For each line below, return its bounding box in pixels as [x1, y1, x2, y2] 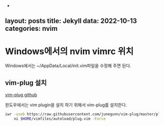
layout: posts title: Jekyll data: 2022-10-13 [5, 17, 137, 25]
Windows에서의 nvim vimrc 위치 [5, 46, 134, 57]
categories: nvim [5, 25, 58, 33]
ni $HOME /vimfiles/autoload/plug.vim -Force [14, 116, 106, 122]
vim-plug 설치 [5, 78, 47, 87]
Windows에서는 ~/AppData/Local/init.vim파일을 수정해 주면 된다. [5, 63, 131, 69]
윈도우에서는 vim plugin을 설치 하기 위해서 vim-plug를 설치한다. [5, 102, 127, 108]
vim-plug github [5, 92, 38, 98]
